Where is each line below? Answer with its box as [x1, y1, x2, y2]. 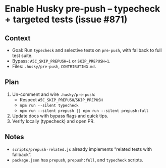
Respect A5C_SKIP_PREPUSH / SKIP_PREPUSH [19, 96, 103, 102]
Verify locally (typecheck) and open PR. [12, 118, 95, 124]
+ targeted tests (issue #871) [5, 14, 128, 25]
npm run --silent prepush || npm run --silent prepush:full [19, 108, 149, 114]
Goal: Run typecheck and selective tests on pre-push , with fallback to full [12, 47, 162, 53]
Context [5, 34, 31, 42]
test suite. [12, 52, 33, 59]
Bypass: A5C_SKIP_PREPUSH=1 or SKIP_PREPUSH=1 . [12, 58, 110, 64]
